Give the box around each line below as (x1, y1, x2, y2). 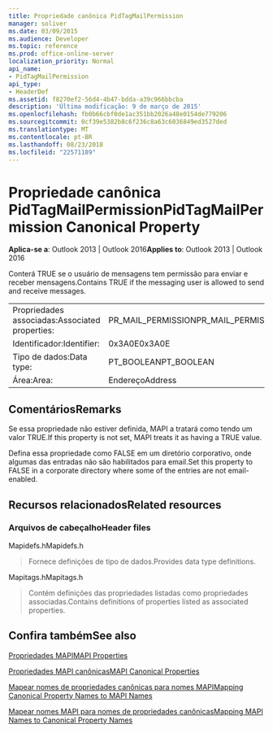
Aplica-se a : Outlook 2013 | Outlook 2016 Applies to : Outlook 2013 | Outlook (8, 245, 263, 255)
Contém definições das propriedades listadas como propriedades (28, 587, 249, 598)
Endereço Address (108, 375, 177, 386)
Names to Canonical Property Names (8, 715, 133, 725)
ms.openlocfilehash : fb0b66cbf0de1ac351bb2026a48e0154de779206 (8, 111, 227, 119)
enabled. (8, 474, 38, 484)
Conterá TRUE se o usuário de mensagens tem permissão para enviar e (8, 269, 249, 279)
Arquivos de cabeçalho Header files (8, 522, 151, 534)
